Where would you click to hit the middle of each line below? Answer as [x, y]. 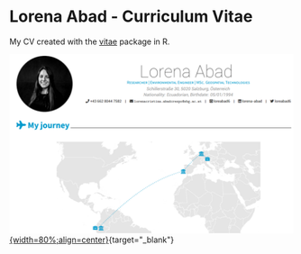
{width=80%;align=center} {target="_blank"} [91, 240]
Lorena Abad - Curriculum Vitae [131, 17]
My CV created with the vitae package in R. [90, 41]
